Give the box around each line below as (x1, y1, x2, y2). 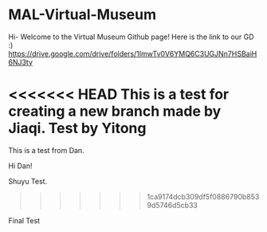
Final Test (8, 215, 41, 225)
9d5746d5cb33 (147, 200, 198, 210)
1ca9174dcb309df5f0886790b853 (147, 191, 260, 201)
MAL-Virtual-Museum (8, 6, 157, 24)
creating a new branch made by (8, 102, 222, 120)
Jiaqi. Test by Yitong (8, 120, 147, 137)
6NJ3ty (8, 57, 33, 67)
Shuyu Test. (8, 176, 48, 186)
